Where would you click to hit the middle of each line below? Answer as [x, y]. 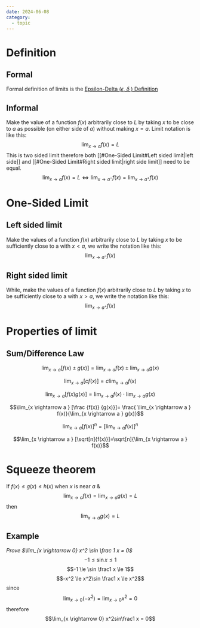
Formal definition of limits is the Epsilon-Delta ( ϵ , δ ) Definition [82, 89]
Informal [22, 108]
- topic [21, 23]
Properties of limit [52, 331]
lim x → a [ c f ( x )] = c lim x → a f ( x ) [100, 381]
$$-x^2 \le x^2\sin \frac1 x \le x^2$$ [100, 579]
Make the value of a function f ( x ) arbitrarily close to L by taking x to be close [100, 122]
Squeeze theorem [51, 470]
